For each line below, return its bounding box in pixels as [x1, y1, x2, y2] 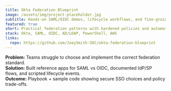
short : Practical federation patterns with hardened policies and [5, 26, 149, 31]
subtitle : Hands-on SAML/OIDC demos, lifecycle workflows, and [5, 17, 142, 22]
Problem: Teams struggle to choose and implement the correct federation [5, 54, 160, 60]
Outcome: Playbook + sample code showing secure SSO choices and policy [5, 75, 165, 81]
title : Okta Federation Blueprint [5, 7, 79, 13]
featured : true [5, 21, 38, 27]
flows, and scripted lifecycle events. [5, 70, 81, 76]
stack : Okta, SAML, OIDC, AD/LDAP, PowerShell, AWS [5, 31, 117, 36]
